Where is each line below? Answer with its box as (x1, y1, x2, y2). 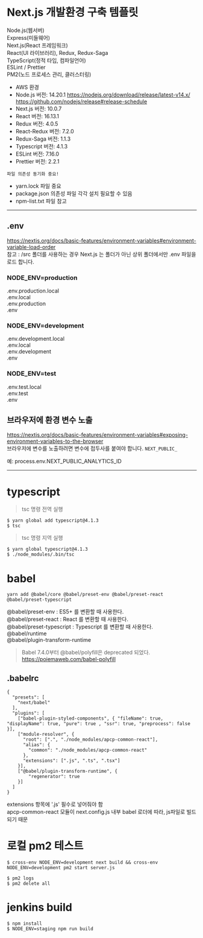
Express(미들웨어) (7, 34, 51, 41)
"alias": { (22, 742, 51, 748)
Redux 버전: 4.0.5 (15, 120, 58, 127)
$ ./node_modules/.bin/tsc (7, 551, 75, 558)
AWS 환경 (15, 83, 40, 90)
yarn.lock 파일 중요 (15, 182, 62, 189)
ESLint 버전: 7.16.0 (15, 150, 60, 157)
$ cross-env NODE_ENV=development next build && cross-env (7, 860, 158, 866)
